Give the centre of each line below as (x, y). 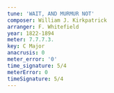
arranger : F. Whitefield (43, 27)
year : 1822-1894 (31, 33)
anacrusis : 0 (26, 53)
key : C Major (26, 46)
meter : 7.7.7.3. (31, 40)
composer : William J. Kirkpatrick (57, 20)
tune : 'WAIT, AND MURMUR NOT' (51, 14)
